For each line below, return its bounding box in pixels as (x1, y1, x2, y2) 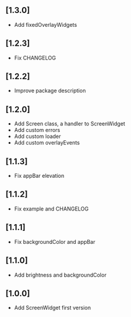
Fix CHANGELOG (14, 54, 56, 61)
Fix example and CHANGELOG (14, 205, 89, 212)
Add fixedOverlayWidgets (14, 21, 78, 28)
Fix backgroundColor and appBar (14, 238, 95, 245)
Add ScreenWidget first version (14, 304, 91, 312)
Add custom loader (14, 133, 62, 140)
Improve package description (14, 87, 87, 95)
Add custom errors (14, 127, 60, 134)
